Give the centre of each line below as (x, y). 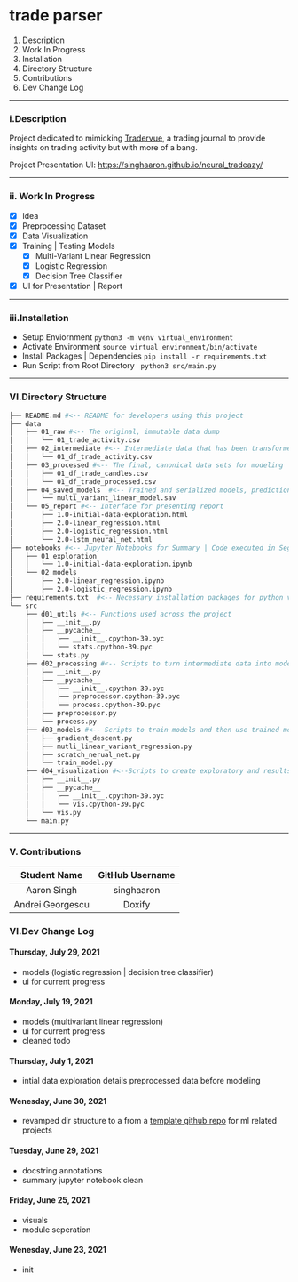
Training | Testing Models (68, 246)
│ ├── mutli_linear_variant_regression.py (109, 746)
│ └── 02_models (43, 573)
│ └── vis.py (53, 812)
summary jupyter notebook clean (82, 1180)
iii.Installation (39, 318)
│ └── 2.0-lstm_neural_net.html (81, 539)
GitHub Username (137, 875)
